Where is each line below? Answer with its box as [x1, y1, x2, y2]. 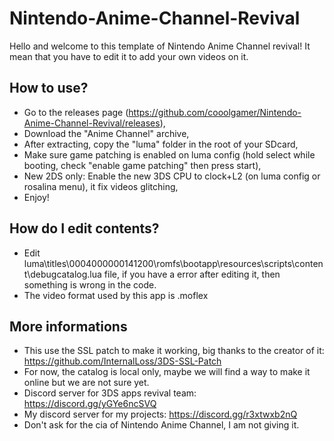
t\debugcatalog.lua [23, 268, 102, 280]
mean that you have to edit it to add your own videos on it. [9, 50, 249, 62]
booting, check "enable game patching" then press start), [23, 159, 262, 171]
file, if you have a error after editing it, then [103, 268, 281, 280]
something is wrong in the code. [23, 278, 157, 291]
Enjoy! [23, 191, 50, 203]
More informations [9, 318, 128, 335]
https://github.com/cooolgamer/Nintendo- [128, 106, 302, 118]
